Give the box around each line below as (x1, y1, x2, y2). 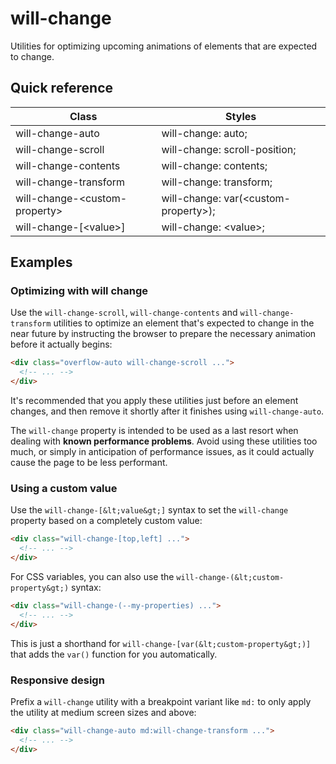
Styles (225, 109, 257, 123)
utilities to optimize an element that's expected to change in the (53, 317, 315, 329)
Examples (10, 254, 73, 271)
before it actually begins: (10, 338, 113, 351)
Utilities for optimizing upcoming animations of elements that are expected (10, 40, 318, 52)
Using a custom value (10, 481, 118, 495)
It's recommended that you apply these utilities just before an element (10, 395, 299, 407)
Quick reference (10, 80, 114, 97)
